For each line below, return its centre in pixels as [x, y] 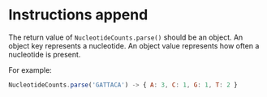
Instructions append [78, 15]
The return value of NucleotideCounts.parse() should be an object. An [126, 37]
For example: [30, 70]
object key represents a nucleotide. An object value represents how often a [134, 45]
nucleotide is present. [45, 54]
